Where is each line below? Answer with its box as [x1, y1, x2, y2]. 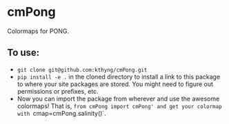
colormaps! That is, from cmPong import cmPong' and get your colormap [17, 101, 222, 110]
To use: [7, 47, 40, 59]
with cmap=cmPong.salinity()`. [17, 109, 107, 117]
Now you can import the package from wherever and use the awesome [17, 94, 220, 103]
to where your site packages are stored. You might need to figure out [17, 80, 214, 88]
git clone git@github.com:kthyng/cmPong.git [17, 66, 148, 73]
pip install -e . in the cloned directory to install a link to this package [17, 72, 221, 81]
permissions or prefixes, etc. [17, 87, 99, 95]
